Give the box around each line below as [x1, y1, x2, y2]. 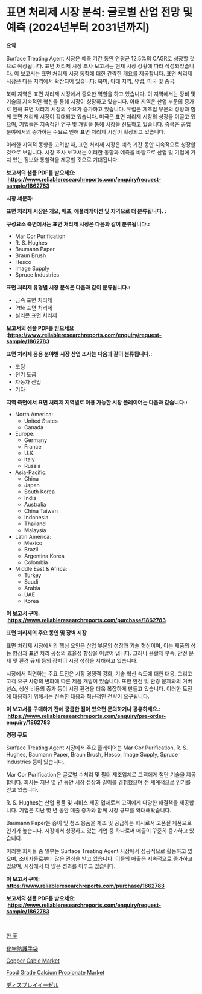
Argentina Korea [24, 552, 65, 559]
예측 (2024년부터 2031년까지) [6, 21, 150, 35]
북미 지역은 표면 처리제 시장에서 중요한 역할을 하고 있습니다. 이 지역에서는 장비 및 [6, 90, 196, 97]
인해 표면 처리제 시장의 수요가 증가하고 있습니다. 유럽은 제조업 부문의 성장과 [12, 105, 190, 113]
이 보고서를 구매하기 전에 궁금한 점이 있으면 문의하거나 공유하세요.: [6, 705, 161, 713]
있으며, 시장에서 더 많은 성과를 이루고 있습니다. [6, 862, 116, 869]
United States [24, 417, 58, 424]
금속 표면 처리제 [14, 296, 52, 303]
